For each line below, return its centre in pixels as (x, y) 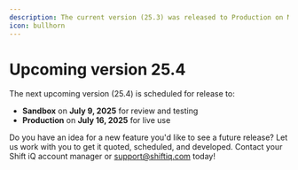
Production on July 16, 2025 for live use (96, 120)
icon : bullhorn (37, 26)
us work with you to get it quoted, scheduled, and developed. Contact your (146, 147)
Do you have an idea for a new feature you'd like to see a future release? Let (149, 137)
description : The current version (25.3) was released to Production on (146, 17)
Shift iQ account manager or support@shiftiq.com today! (112, 157)
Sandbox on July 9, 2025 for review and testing (110, 111)
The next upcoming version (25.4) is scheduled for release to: (122, 94)
